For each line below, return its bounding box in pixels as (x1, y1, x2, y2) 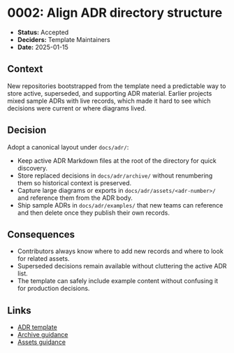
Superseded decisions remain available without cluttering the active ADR (17, 262, 227, 271)
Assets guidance (17, 338, 66, 347)
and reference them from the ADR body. (17, 194, 133, 202)
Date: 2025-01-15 (17, 43, 68, 51)
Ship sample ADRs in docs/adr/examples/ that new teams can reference (17, 201, 224, 209)
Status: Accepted (17, 28, 69, 36)
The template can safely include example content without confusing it (17, 277, 219, 285)
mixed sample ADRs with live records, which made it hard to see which (7, 96, 211, 105)
